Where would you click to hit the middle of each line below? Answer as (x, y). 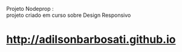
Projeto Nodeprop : (30, 9)
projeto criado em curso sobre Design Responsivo (69, 15)
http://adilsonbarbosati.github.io (91, 40)
